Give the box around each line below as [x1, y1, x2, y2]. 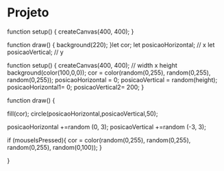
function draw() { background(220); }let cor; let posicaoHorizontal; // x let [7, 40, 215, 49]
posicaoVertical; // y [7, 48, 64, 56]
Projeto [7, 5, 49, 21]
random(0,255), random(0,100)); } [7, 143, 103, 151]
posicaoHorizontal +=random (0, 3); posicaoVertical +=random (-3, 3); [7, 122, 207, 131]
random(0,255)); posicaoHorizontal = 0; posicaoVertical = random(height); [7, 75, 218, 83]
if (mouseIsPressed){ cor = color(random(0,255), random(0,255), [7, 135, 191, 144]
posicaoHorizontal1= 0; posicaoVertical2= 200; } [7, 83, 145, 91]
